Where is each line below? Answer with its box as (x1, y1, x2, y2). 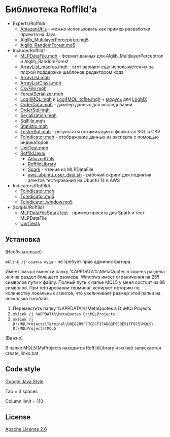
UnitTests (20, 220, 41, 226)
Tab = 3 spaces (5, 388, 38, 394)
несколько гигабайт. (5, 295, 50, 301)
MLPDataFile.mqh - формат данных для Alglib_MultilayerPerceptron (20, 52, 164, 59)
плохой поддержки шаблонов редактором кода (20, 69, 124, 75)
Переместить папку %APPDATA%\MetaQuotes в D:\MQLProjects (12, 305, 151, 311)
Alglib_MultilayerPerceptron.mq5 (20, 37, 89, 43)
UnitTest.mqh (20, 144, 49, 151)
